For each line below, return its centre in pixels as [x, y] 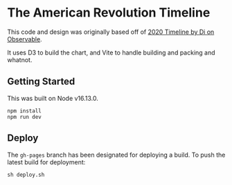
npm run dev [24, 117]
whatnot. [20, 59]
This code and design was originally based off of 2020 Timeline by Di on [111, 32]
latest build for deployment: [46, 162]
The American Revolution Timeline [109, 13]
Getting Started [41, 82]
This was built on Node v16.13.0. [53, 98]
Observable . [25, 39]
